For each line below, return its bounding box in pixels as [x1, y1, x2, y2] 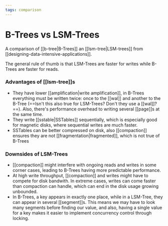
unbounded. [12, 189, 38, 195]
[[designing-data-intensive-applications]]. [5, 51, 92, 57]
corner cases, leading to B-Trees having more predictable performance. [12, 167, 161, 173]
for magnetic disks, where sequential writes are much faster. [12, 122, 138, 128]
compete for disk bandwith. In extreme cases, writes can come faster [12, 178, 156, 184]
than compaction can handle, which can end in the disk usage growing [12, 183, 159, 189]
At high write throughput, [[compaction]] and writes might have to [12, 173, 149, 179]
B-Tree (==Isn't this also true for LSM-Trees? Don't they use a [12, 100, 140, 106]
